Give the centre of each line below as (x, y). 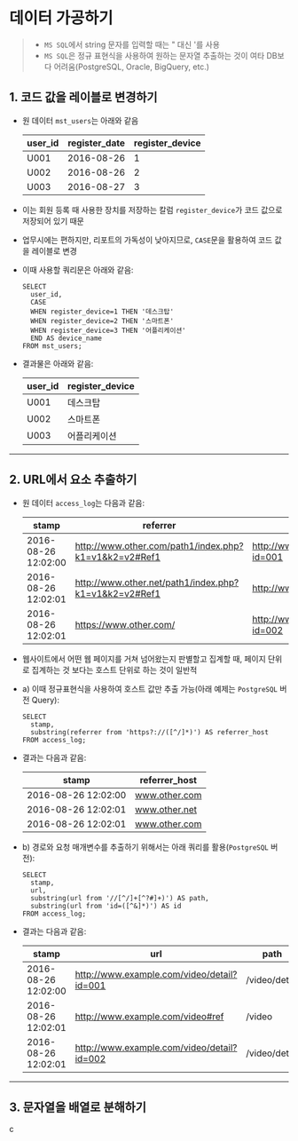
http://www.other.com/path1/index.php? (159, 545)
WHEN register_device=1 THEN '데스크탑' (102, 312)
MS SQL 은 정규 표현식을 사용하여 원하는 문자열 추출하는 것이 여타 (154, 55)
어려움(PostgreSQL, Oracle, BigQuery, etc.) (132, 67)
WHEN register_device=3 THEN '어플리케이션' (108, 330)
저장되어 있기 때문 (53, 221)
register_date (97, 143)
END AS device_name (66, 338)
